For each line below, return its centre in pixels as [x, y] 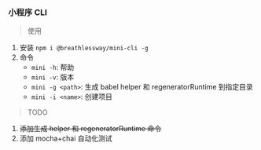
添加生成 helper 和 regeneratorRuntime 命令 [90, 129]
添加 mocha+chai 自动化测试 [66, 138]
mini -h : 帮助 [53, 68]
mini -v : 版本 [53, 77]
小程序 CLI [28, 12]
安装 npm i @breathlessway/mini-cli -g [84, 48]
